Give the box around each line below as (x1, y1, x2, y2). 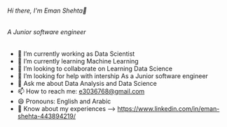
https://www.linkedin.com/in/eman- (117, 104, 220, 112)
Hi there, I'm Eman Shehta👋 (7, 6, 88, 15)
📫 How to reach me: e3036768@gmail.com (17, 87, 145, 95)
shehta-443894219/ (17, 112, 76, 120)
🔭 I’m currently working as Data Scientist (17, 50, 135, 58)
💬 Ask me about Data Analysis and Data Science (17, 79, 158, 87)
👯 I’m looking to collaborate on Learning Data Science (17, 64, 173, 73)
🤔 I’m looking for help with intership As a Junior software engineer (17, 71, 209, 80)
